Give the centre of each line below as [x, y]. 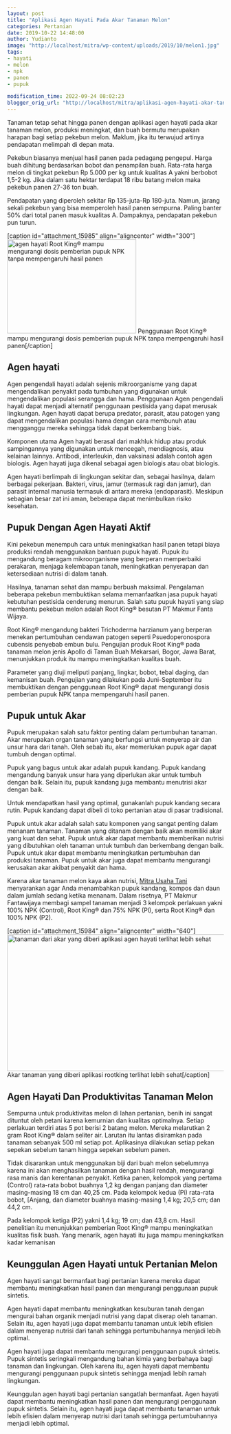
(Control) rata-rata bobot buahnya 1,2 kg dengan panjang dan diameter [108, 1185]
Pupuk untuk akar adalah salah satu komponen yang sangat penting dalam [113, 824]
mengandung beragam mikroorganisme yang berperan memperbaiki [104, 558]
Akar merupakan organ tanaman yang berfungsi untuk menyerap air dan [109, 740]
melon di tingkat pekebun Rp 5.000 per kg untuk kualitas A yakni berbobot [112, 172]
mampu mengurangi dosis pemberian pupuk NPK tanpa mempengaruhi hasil [115, 338]
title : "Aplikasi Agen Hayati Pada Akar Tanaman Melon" [89, 20]
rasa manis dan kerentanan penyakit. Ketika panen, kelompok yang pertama [114, 1178]
